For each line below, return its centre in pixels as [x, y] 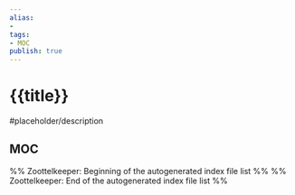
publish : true [36, 51]
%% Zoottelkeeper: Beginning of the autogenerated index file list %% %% [148, 171]
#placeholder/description [57, 121]
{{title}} [39, 96]
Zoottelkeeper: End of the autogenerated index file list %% [119, 181]
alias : [22, 18]
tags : [19, 34]
